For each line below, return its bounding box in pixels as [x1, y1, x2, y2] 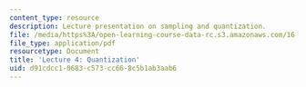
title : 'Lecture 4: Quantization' [9, 55, 141, 64]
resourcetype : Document [9, 47, 100, 56]
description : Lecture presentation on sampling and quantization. [9, 22, 267, 31]
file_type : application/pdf [9, 38, 117, 48]
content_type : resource [9, 13, 100, 23]
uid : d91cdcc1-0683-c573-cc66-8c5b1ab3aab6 [9, 64, 178, 73]
